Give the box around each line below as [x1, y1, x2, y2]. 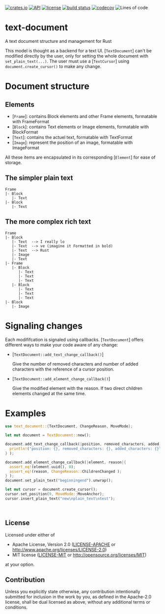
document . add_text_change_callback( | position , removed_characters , [5, 442, 146, 447]
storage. [5, 159, 22, 165]
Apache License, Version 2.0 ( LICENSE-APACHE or [12, 541, 116, 547]
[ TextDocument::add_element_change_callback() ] [12, 375, 110, 381]
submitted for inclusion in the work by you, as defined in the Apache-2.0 [5, 594, 151, 600]
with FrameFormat [12, 118, 50, 124]
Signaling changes [5, 320, 82, 331]
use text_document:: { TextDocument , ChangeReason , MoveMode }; [5, 424, 133, 429]
